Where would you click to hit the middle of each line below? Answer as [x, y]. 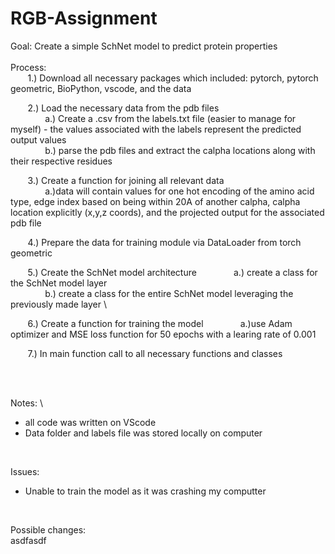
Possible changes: [48, 529]
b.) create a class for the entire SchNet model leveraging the [169, 293]
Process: [28, 67]
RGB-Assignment [84, 18]
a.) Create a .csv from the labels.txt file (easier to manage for [170, 118]
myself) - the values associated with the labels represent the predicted [156, 129]
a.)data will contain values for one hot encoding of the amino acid [179, 191]
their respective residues [61, 161]
